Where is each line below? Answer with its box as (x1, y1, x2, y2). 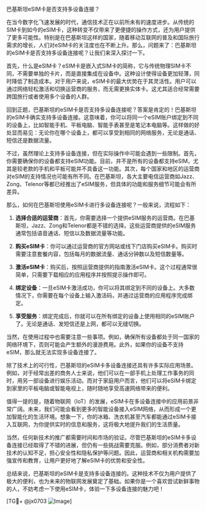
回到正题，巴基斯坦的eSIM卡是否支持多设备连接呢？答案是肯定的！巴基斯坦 (6, 106, 197, 113)
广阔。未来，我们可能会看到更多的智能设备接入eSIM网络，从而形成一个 (11, 405, 191, 413)
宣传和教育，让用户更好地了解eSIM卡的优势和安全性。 (11, 457, 148, 464)
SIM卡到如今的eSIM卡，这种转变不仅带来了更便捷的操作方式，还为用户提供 (6, 26, 196, 33)
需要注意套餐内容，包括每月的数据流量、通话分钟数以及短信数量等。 (15, 251, 188, 257)
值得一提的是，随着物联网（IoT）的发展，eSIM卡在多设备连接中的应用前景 (6, 398, 194, 405)
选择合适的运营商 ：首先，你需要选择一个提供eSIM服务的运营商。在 (15, 214, 185, 221)
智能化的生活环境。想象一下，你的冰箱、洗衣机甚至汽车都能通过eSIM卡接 (11, 413, 197, 420)
